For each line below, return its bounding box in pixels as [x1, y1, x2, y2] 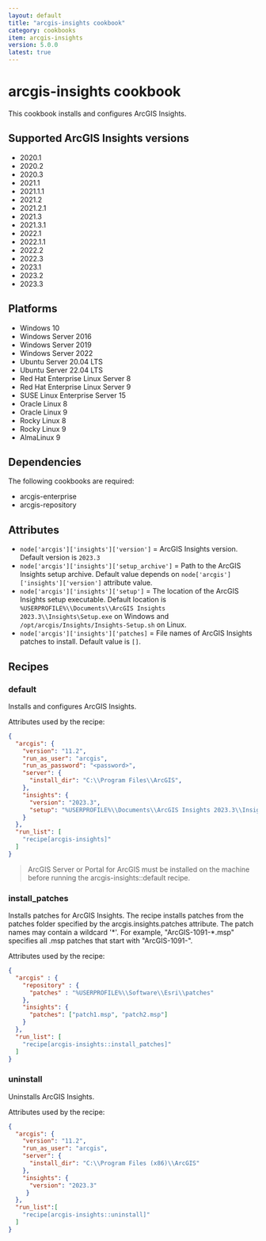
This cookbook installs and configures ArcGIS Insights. [8, 109, 187, 118]
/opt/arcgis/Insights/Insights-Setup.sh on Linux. [19, 620, 187, 630]
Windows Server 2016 [19, 331, 93, 341]
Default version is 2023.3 [19, 552, 101, 563]
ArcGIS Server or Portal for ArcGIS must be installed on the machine [27, 865, 250, 874]
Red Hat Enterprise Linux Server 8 [19, 373, 131, 383]
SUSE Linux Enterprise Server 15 [19, 390, 127, 400]
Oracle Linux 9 [19, 407, 68, 417]
